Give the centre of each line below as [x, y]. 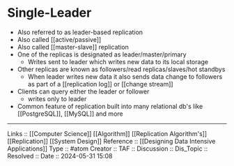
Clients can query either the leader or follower [83, 91]
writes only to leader [57, 98]
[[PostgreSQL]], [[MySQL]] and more [70, 114]
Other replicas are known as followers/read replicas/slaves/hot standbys [121, 69]
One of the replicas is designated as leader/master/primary [102, 54]
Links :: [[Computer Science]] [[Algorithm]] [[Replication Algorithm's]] [107, 133]
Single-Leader [49, 13]
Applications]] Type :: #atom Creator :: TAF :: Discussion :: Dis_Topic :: [108, 149]
